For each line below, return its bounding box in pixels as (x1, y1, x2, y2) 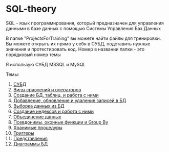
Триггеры (13, 130, 35, 136)
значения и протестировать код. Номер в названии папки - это (6, 46, 145, 52)
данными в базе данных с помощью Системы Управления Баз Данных (6, 25, 161, 31)
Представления (13, 135, 48, 141)
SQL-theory (6, 3, 57, 15)
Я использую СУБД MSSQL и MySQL (6, 61, 86, 67)
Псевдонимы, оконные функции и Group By (13, 119, 109, 125)
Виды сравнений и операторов (13, 86, 81, 92)
